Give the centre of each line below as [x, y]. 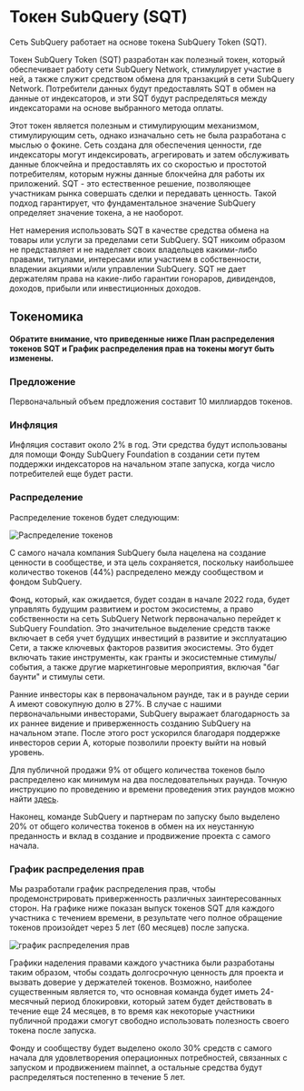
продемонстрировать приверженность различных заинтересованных [146, 898]
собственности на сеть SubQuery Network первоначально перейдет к [145, 618]
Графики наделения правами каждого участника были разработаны [142, 963]
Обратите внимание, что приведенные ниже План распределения [142, 338]
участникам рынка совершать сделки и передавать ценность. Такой [143, 193]
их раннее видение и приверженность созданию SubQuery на [130, 723]
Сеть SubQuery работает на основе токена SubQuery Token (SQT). [138, 42]
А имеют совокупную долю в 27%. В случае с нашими [116, 703]
